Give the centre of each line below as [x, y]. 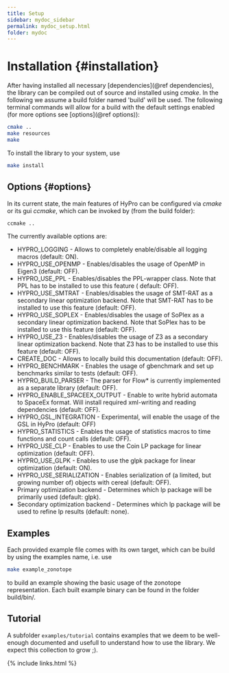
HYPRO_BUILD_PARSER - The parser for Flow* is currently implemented [119, 380]
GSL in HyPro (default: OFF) [56, 424]
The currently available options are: [57, 236]
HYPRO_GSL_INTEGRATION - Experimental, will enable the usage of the [118, 417]
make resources [29, 134]
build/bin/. [22, 598]
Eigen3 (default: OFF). [48, 271]
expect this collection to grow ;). [52, 650]
